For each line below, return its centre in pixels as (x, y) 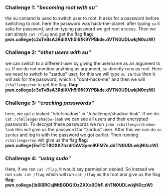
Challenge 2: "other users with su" (48, 52)
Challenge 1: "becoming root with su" (52, 7)
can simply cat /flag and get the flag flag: (49, 34)
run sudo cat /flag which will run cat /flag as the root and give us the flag (83, 175)
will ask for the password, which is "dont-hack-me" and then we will (75, 79)
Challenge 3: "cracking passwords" (50, 103)
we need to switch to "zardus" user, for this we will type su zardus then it (80, 74)
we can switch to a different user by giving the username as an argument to (83, 63)
